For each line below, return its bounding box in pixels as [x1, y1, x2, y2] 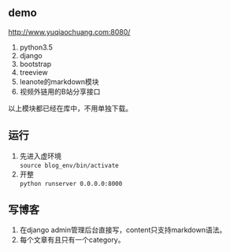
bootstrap [19, 59, 52, 69]
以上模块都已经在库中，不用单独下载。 [8, 103, 132, 113]
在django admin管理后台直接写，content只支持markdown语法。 [19, 225, 227, 235]
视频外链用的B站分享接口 [19, 87, 101, 96]
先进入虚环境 [19, 151, 61, 161]
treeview [19, 67, 49, 77]
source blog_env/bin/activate [19, 161, 120, 169]
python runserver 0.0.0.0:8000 [19, 180, 123, 187]
